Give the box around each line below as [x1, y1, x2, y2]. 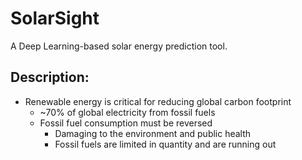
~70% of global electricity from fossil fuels [39, 106, 216, 118]
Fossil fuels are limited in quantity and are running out [54, 138, 277, 150]
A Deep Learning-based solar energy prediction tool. [10, 40, 228, 52]
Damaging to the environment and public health [54, 127, 252, 139]
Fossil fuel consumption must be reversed [39, 117, 213, 129]
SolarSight [10, 7, 100, 30]
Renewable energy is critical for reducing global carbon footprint [24, 95, 292, 107]
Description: [10, 69, 90, 86]
